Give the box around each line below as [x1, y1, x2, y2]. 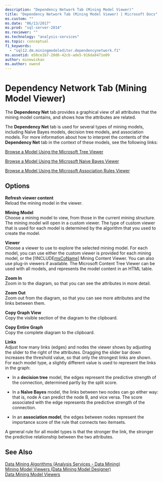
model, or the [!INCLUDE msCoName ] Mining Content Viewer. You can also [5, 255, 154, 261]
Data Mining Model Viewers [5, 471, 60, 477]
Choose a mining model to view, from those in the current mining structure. [5, 214, 156, 220]
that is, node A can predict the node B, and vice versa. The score [12, 394, 143, 400]
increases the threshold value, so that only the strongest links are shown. [5, 355, 152, 360]
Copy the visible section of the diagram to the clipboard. [5, 314, 118, 320]
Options [5, 182, 30, 190]
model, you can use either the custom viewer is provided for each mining [5, 250, 151, 256]
